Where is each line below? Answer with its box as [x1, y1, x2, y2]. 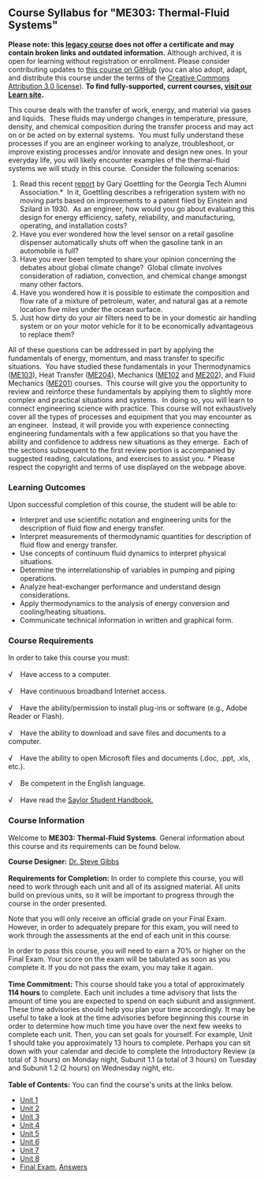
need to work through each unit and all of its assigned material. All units [8, 882, 241, 891]
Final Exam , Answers [19, 1162, 88, 1171]
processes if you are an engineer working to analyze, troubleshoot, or [8, 138, 235, 148]
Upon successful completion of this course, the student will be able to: [8, 500, 238, 509]
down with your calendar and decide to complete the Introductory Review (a [8, 1046, 255, 1055]
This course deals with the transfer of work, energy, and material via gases [8, 105, 251, 114]
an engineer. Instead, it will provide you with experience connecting [8, 420, 230, 430]
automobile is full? [19, 246, 80, 255]
